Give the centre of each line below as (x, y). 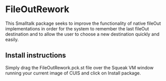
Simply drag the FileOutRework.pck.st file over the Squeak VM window (79, 67)
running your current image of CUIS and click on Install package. (73, 73)
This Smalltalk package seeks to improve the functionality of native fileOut (83, 23)
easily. (12, 39)
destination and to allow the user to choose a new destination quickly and (82, 34)
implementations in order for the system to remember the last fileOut (77, 28)
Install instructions (36, 55)
